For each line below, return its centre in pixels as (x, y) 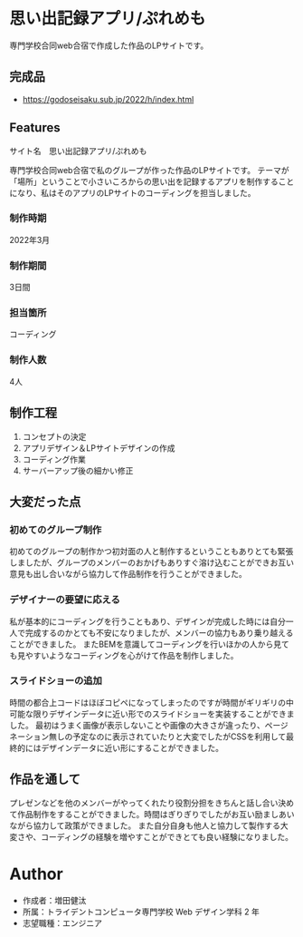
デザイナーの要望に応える (65, 600)
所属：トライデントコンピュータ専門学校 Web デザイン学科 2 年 (141, 912)
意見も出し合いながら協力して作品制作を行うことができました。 (128, 574)
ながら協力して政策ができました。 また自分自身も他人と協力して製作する (145, 825)
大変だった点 (45, 501)
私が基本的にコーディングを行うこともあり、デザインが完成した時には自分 (148, 621)
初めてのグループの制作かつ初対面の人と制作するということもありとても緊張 (151, 551)
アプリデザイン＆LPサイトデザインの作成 (99, 448)
